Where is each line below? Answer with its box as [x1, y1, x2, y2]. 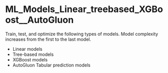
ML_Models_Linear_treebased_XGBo [5, 4, 163, 15]
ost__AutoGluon [5, 14, 74, 26]
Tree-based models [12, 51, 54, 57]
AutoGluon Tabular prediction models [12, 62, 91, 68]
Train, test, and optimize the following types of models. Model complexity [5, 31, 158, 37]
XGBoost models [12, 56, 48, 62]
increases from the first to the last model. [5, 36, 91, 42]
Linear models [12, 46, 43, 52]
